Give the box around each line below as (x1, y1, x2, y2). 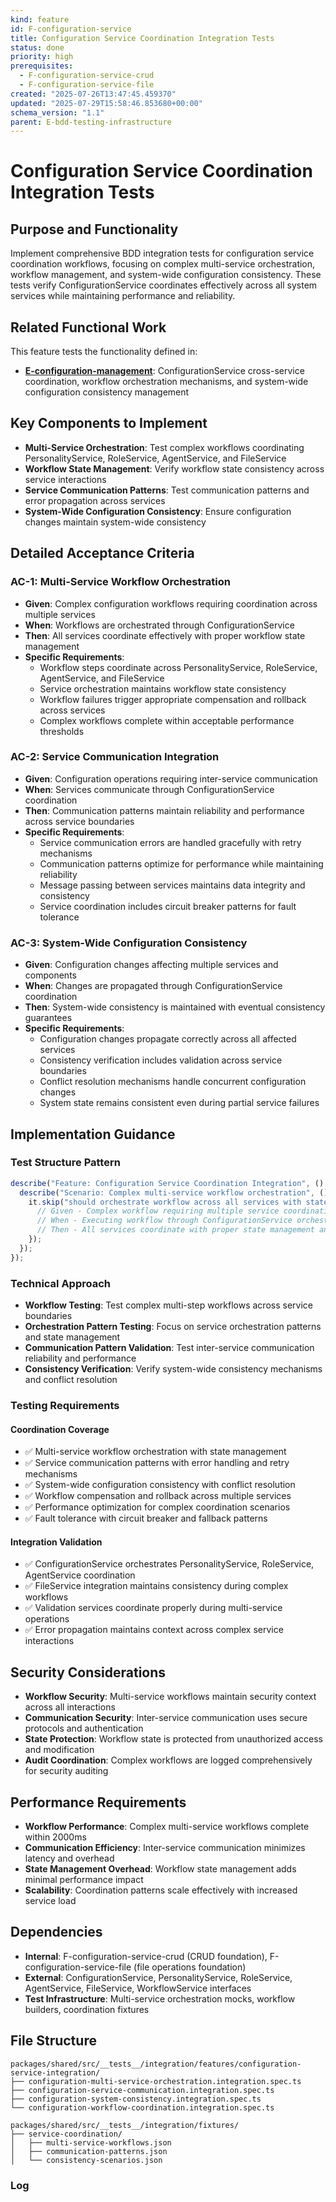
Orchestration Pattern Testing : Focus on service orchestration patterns (24, 1321, 322, 1333)
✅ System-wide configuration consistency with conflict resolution (24, 1479, 296, 1491)
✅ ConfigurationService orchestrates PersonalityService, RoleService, (24, 1558, 315, 1570)
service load (24, 1894, 77, 1906)
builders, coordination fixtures (24, 2003, 150, 2015)
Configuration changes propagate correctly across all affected (39, 1033, 297, 1045)
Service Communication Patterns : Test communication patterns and (24, 484, 310, 496)
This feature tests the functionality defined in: (10, 346, 198, 358)
